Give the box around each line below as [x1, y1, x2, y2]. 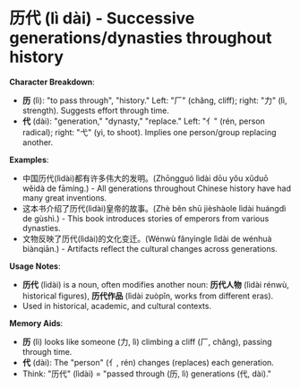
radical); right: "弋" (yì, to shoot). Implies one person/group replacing [21, 126, 277, 137]
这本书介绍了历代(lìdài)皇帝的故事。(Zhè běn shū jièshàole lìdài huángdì [21, 203, 287, 213]
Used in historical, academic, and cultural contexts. [21, 300, 212, 311]
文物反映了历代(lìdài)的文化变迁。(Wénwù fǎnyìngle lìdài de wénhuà [21, 233, 272, 244]
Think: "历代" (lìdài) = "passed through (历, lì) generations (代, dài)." [21, 368, 271, 379]
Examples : [9, 154, 49, 165]
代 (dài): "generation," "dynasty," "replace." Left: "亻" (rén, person [21, 116, 266, 126]
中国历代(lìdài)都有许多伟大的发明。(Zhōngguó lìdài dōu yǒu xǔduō [21, 172, 269, 184]
